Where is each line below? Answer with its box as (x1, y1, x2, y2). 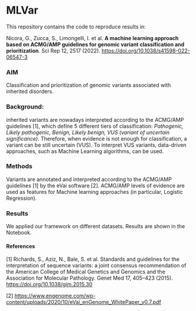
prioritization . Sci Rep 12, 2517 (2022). (6, 47, 100, 54)
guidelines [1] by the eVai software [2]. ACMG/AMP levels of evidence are (6, 182, 185, 189)
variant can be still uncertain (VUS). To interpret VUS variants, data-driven (6, 141, 187, 148)
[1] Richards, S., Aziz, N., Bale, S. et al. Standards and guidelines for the (6, 255, 180, 263)
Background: (6, 103, 44, 111)
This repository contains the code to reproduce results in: (6, 23, 146, 30)
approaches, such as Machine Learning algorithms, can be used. (6, 147, 164, 154)
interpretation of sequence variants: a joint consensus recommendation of (6, 262, 187, 269)
